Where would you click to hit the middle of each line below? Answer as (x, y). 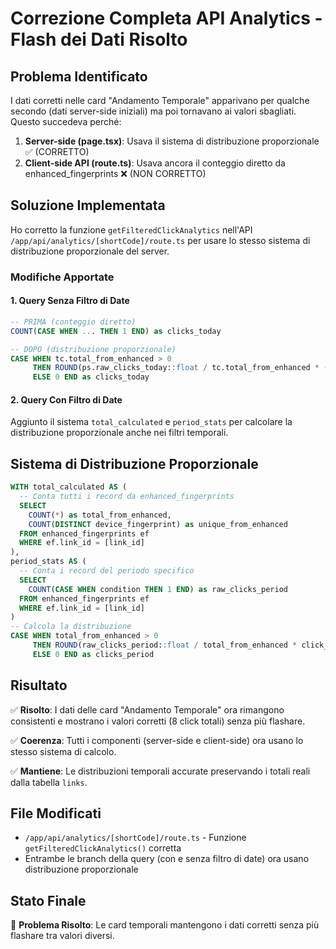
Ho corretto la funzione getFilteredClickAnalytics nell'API (131, 229)
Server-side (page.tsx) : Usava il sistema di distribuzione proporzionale (172, 141)
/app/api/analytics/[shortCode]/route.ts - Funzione (135, 838)
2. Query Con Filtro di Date (66, 399)
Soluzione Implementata (88, 205)
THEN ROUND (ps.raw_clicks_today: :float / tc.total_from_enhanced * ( (180, 368)
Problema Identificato (79, 76)
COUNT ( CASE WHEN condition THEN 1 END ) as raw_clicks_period (158, 589)
